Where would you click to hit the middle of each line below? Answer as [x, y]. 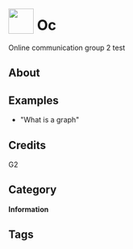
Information [29, 209]
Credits [27, 145]
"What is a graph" [50, 120]
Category [33, 190]
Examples [33, 100]
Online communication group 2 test [67, 48]
